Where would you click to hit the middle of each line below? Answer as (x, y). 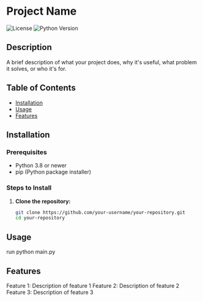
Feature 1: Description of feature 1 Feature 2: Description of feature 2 (93, 285)
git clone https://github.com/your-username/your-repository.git (100, 212)
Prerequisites (27, 152)
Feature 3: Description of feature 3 (50, 292)
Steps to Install (29, 188)
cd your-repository (40, 218)
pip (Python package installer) (53, 172)
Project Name (42, 11)
